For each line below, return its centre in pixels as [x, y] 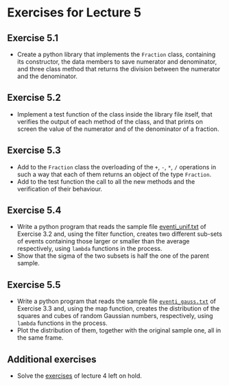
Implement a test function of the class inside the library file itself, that [114, 114]
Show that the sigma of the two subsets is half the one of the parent [113, 256]
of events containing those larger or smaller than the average [103, 241]
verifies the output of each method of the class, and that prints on [110, 121]
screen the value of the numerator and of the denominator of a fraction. [118, 129]
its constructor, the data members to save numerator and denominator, [117, 62]
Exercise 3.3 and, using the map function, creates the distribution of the [118, 309]
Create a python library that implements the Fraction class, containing [116, 54]
